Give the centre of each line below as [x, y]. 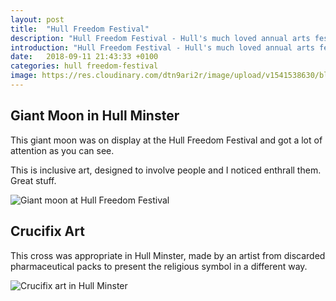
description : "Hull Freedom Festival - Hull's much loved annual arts [160, 38]
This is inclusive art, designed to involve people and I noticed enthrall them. [166, 170]
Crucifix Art [47, 231]
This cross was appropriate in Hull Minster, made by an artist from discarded [168, 255]
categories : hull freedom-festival [84, 66]
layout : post [37, 19]
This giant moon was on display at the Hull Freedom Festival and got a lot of [166, 140]
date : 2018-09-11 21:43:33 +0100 [84, 57]
